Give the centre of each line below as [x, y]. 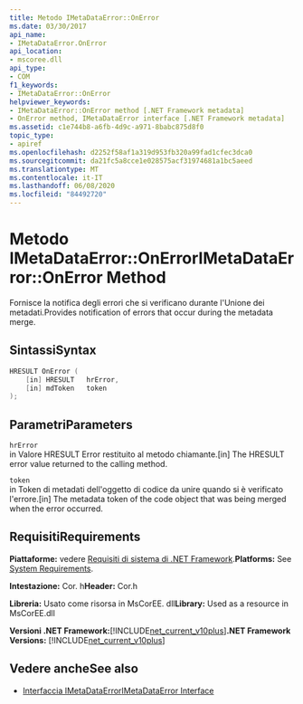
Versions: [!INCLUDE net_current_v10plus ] [87, 640]
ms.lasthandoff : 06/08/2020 [62, 186]
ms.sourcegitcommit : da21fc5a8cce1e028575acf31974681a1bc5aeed [131, 161]
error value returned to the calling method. [89, 464]
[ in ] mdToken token [66, 388]
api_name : [28, 34]
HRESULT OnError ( [44, 371]
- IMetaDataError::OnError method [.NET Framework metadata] [127, 110]
